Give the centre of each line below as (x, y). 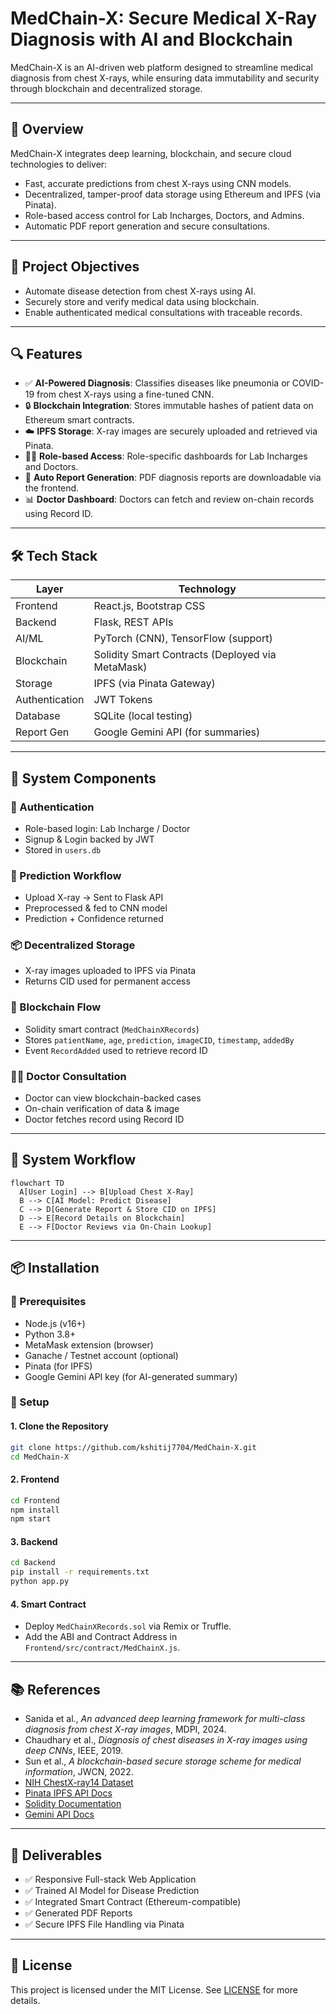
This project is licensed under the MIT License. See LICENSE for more (154, 1989)
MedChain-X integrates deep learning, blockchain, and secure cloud (151, 153)
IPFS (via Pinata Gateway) (154, 684)
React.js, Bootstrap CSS (149, 606)
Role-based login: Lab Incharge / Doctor (107, 828)
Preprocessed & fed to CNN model (96, 908)
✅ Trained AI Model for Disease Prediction (112, 1890)
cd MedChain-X (40, 1457)
